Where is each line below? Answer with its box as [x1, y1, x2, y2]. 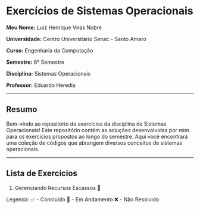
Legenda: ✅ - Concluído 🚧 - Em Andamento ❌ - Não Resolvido [6, 195, 160, 203]
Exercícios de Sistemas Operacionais [6, 4, 193, 18]
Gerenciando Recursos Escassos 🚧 [14, 184, 101, 191]
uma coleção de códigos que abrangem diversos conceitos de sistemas [6, 139, 183, 146]
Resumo [6, 104, 37, 114]
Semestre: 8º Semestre [6, 58, 64, 65]
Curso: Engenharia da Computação [6, 46, 93, 54]
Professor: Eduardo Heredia [6, 82, 76, 89]
